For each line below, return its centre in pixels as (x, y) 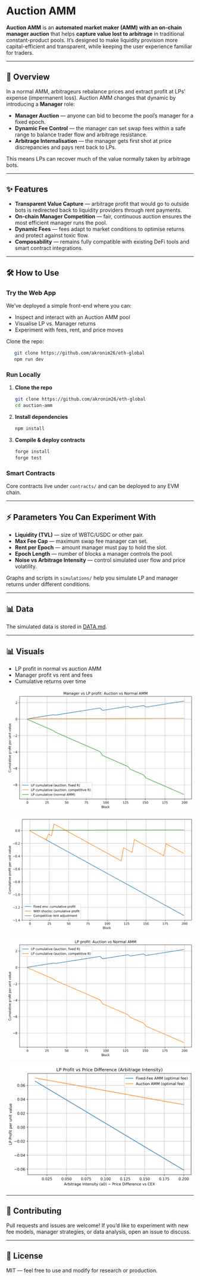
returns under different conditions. (48, 584)
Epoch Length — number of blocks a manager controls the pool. (94, 553)
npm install (29, 429)
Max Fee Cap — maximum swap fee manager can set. (81, 541)
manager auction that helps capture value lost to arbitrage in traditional (95, 33)
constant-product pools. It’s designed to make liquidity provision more (92, 40)
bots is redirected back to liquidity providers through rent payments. (98, 210)
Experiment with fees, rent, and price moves (69, 330)
